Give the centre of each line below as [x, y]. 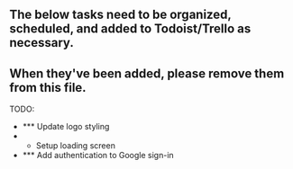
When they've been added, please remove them [147, 73]
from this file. [48, 88]
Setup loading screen [75, 146]
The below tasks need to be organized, [120, 15]
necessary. [41, 43]
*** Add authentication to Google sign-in [98, 156]
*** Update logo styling [66, 127]
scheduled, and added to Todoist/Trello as [130, 29]
